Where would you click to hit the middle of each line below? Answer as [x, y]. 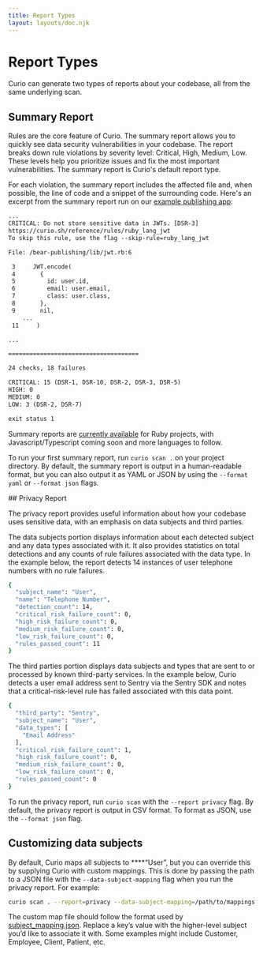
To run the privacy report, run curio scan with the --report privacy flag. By [131, 802]
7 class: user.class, [61, 296]
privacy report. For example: [54, 887]
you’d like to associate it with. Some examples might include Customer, [123, 933]
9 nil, [33, 310]
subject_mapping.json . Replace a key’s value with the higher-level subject [128, 926]
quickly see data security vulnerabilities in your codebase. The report [121, 145]
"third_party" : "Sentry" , [58, 713]
